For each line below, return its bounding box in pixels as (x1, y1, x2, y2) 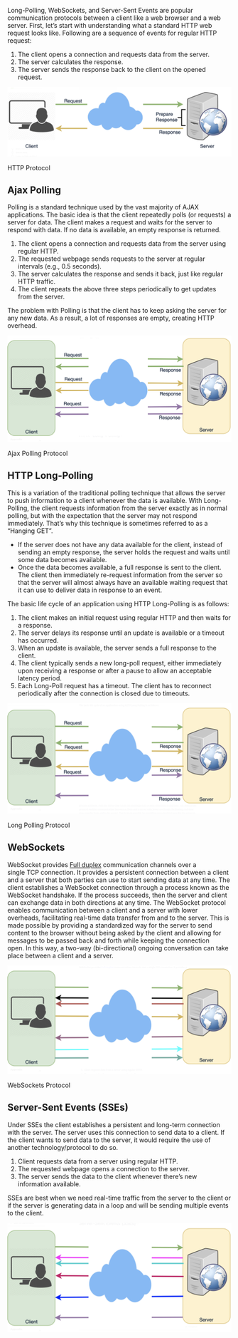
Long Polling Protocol (7, 821, 70, 829)
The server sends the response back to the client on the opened (17, 66, 206, 73)
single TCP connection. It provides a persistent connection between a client (7, 868, 229, 876)
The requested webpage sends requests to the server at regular (17, 254, 205, 263)
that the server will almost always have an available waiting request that (17, 578, 228, 586)
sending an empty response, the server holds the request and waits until (17, 548, 230, 556)
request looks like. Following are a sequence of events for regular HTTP (7, 28, 217, 37)
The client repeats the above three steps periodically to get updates (17, 285, 217, 294)
